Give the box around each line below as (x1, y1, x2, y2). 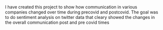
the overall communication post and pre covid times (5, 19, 110, 25)
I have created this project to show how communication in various (5, 4, 138, 10)
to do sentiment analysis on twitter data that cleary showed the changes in (5, 15, 155, 20)
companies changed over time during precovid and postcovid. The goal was (5, 9, 159, 15)
